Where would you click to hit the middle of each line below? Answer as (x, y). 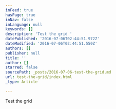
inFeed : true (19, 10)
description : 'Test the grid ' (39, 34)
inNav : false (19, 20)
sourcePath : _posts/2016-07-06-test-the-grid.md (58, 72)
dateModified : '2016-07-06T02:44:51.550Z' (51, 44)
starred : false (22, 67)
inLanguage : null (24, 24)
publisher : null (23, 53)
